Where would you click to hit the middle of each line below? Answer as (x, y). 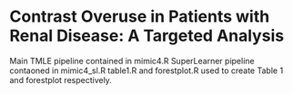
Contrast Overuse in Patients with (140, 17)
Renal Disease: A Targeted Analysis (147, 36)
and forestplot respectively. (61, 80)
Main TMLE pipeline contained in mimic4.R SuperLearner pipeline (132, 61)
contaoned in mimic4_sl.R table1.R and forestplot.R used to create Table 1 (146, 70)
